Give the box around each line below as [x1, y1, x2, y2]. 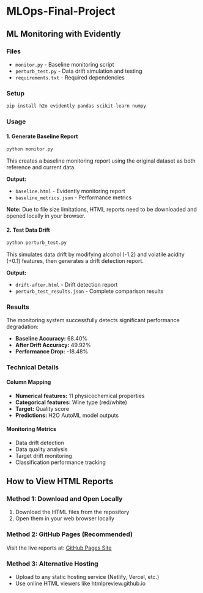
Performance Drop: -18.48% [15, 348, 89, 355]
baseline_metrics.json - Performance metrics [15, 194, 132, 201]
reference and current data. [6, 164, 76, 171]
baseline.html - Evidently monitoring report [15, 188, 125, 195]
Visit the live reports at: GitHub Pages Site [6, 544, 112, 551]
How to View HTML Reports [6, 476, 114, 487]
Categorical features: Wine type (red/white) [15, 399, 127, 406]
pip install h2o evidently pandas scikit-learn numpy [6, 103, 147, 109]
